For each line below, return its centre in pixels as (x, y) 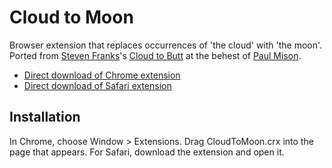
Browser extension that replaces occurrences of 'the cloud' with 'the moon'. (166, 45)
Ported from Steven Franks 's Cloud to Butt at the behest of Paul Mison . (155, 55)
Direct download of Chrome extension (102, 75)
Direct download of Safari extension (97, 85)
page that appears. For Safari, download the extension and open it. (147, 152)
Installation (45, 117)
